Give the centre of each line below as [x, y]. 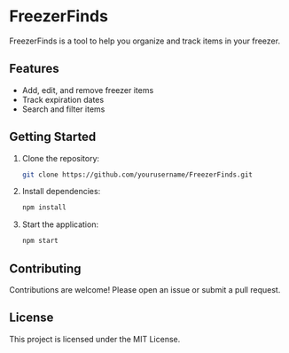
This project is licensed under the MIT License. [95, 339]
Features [34, 69]
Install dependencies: [61, 192]
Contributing [45, 268]
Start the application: [60, 224]
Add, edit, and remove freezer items [88, 90]
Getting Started [53, 137]
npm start [40, 241]
